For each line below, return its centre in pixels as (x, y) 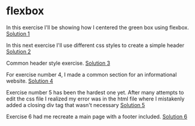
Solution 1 (18, 33)
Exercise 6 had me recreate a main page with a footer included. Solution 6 (97, 116)
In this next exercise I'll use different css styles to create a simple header (95, 45)
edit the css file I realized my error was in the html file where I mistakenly (95, 99)
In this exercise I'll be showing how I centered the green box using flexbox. (97, 27)
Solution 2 (19, 51)
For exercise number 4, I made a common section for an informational (92, 74)
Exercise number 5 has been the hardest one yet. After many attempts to (95, 92)
